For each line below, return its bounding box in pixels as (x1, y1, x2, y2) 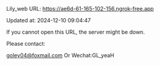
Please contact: (6, 40, 46, 47)
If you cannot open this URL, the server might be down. (6, 28, 145, 36)
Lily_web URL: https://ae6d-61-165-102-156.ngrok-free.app (6, 5, 154, 12)
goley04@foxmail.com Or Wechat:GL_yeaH (6, 52, 114, 59)
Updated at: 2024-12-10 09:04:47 (6, 17, 91, 23)
